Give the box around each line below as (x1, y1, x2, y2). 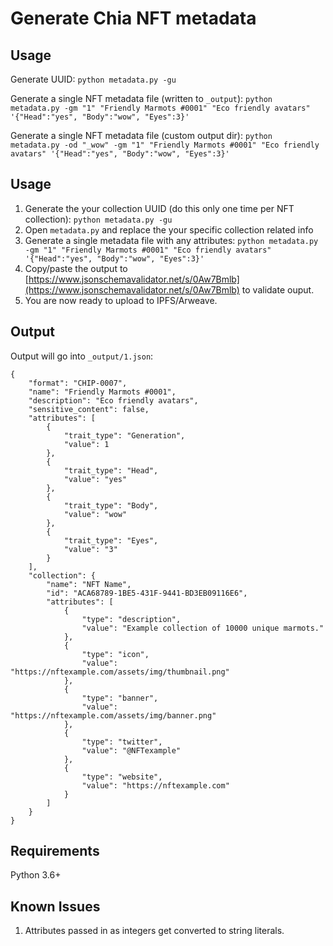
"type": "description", (81, 614, 182, 624)
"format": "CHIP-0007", (28, 378, 128, 388)
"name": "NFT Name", (46, 579, 132, 589)
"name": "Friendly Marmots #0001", (28, 387, 177, 397)
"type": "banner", (81, 693, 159, 703)
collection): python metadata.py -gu (24, 213, 173, 225)
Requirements (10, 843, 100, 860)
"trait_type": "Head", (63, 465, 159, 476)
